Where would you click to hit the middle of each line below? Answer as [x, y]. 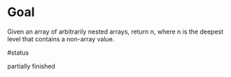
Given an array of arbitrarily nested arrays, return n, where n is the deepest [115, 31]
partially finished [31, 66]
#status [18, 52]
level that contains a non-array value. [61, 38]
